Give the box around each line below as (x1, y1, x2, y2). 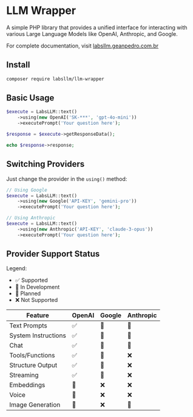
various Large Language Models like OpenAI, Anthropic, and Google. (6, 30, 178, 37)
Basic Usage (6, 93, 55, 103)
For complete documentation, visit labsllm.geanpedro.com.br (6, 42, 159, 49)
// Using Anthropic (6, 215, 56, 221)
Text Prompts (9, 321, 47, 330)
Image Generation (9, 401, 61, 409)
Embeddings (9, 381, 46, 390)
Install (6, 60, 30, 70)
